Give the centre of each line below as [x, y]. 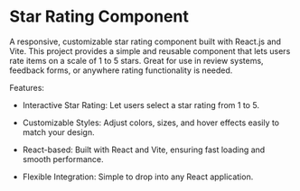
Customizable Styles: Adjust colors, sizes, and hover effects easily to [151, 123]
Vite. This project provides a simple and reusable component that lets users [150, 50]
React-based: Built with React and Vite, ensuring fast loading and [144, 150]
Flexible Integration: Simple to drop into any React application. [138, 177]
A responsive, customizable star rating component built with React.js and [145, 41]
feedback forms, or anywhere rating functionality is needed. [121, 70]
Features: [27, 87]
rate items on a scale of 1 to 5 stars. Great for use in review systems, [136, 60]
